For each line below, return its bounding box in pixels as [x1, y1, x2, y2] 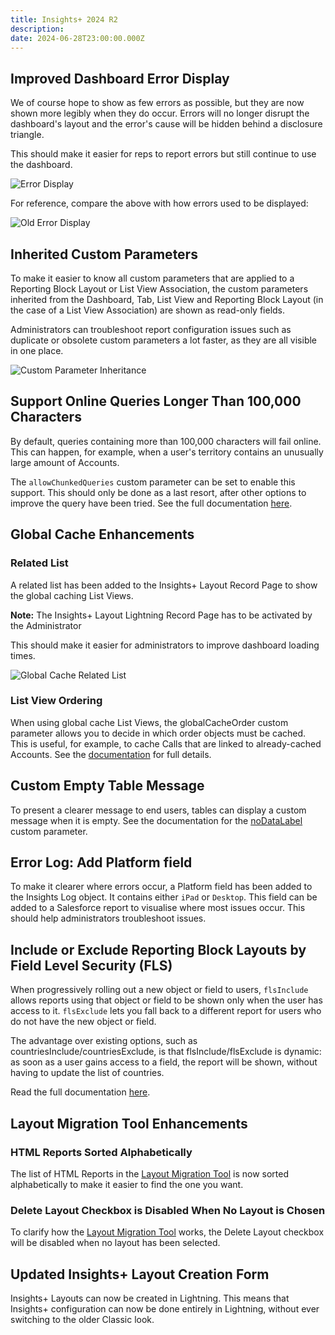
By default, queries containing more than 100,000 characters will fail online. [10, 435, 322, 447]
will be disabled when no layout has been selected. [10, 1237, 221, 1249]
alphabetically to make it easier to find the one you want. [10, 1178, 244, 1190]
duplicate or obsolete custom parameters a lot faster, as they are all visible [10, 334, 317, 346]
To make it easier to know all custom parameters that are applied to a [10, 272, 295, 284]
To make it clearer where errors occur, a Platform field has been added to [10, 881, 313, 893]
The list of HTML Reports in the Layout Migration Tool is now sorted [10, 1167, 290, 1180]
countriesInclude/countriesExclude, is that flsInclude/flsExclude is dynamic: [10, 1046, 322, 1058]
